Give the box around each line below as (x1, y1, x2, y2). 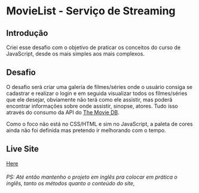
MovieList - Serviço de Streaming (6, 4, 176, 18)
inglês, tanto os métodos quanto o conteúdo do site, (6, 180, 135, 187)
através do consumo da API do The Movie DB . (6, 109, 120, 116)
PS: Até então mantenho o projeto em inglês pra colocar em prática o (6, 173, 177, 180)
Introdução (6, 28, 48, 38)
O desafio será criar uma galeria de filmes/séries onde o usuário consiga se (6, 83, 193, 90)
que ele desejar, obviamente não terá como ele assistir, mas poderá (6, 96, 173, 103)
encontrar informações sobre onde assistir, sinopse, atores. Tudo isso (6, 102, 178, 109)
